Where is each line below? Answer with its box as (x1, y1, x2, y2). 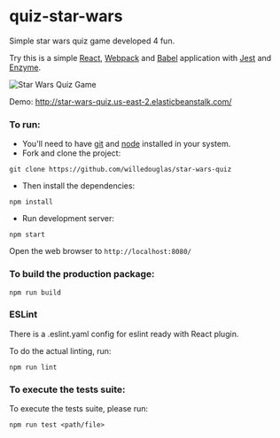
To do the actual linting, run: (9, 345, 112, 356)
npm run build (9, 288, 62, 297)
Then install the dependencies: (21, 181, 136, 191)
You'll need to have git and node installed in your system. (21, 139, 231, 150)
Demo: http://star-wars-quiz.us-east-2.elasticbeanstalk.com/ (9, 96, 232, 107)
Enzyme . (9, 62, 42, 73)
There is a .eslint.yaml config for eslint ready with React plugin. (9, 328, 239, 339)
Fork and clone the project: (21, 148, 121, 158)
